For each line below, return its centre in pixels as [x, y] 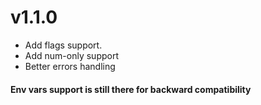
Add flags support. [63, 45]
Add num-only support [71, 55]
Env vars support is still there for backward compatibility [131, 89]
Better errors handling [70, 66]
